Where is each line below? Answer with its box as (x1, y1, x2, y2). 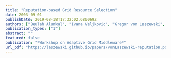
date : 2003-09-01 (5, 12, 42, 17)
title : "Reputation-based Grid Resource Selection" (5, 7, 117, 13)
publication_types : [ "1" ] (5, 26, 60, 31)
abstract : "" (5, 31, 33, 36)
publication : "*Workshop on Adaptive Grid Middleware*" (5, 40, 126, 45)
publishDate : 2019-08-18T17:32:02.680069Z (5, 17, 97, 22)
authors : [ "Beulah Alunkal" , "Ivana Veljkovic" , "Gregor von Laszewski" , (5, 21, 165, 27)
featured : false (5, 36, 40, 41)
